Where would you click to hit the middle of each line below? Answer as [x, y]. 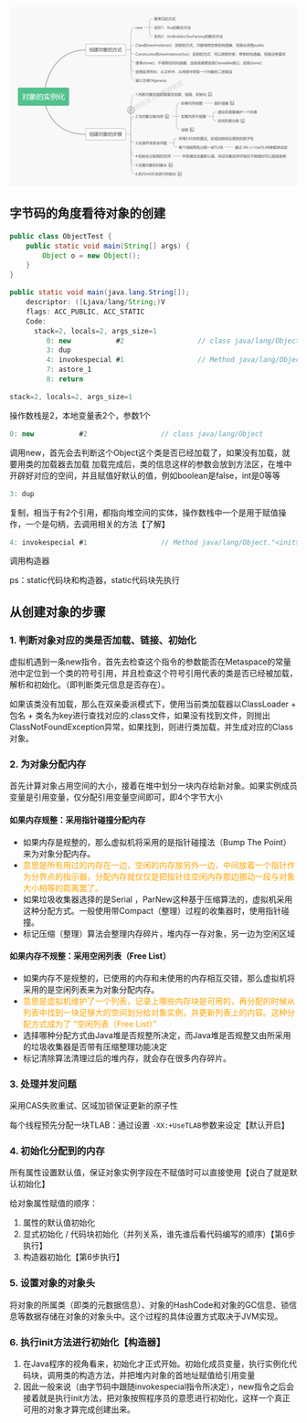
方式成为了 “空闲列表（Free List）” [94, 1024]
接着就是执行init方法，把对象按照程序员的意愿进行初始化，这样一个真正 [156, 1398]
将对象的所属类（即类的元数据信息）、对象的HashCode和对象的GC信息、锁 [149, 1304]
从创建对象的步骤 [58, 612]
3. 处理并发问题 [43, 1084]
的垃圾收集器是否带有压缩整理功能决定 [95, 1046]
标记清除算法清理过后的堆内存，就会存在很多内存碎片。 [127, 1057]
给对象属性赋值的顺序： [53, 1204]
